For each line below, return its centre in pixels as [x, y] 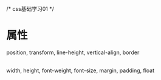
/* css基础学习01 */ [30, 9]
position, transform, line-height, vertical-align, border [73, 52]
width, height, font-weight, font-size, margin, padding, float [80, 70]
